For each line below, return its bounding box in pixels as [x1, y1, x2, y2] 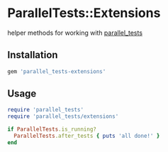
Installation [7, 49, 58, 61]
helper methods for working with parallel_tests [7, 28, 143, 37]
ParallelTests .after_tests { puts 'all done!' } [13, 133, 160, 140]
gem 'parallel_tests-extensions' [7, 67, 106, 75]
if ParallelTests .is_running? [7, 126, 97, 133]
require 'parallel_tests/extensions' [7, 113, 119, 120]
